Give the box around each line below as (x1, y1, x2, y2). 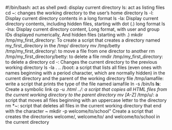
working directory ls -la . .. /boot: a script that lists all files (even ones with (5, 64, 162, 70)
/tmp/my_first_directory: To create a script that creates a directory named (5, 37, 160, 43)
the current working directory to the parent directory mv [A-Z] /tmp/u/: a (5, 92, 158, 98)
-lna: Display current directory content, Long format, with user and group (5, 26, 160, 32)
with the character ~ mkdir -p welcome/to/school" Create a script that (5, 108, 153, 114)
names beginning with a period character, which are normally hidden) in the (5, 70, 165, 76)
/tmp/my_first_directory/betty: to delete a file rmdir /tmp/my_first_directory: (5, 53, 163, 60)
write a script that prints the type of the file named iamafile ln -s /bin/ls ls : (5, 81, 161, 87)
